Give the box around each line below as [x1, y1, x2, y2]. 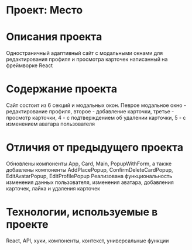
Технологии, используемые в [6, 206, 158, 219]
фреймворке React [6, 62, 53, 69]
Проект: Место [6, 4, 83, 17]
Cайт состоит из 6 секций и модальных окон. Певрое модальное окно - [6, 102, 186, 109]
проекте [6, 218, 49, 231]
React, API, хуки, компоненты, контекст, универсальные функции [6, 237, 169, 244]
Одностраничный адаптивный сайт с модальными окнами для [6, 50, 163, 57]
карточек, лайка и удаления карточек [6, 185, 101, 192]
